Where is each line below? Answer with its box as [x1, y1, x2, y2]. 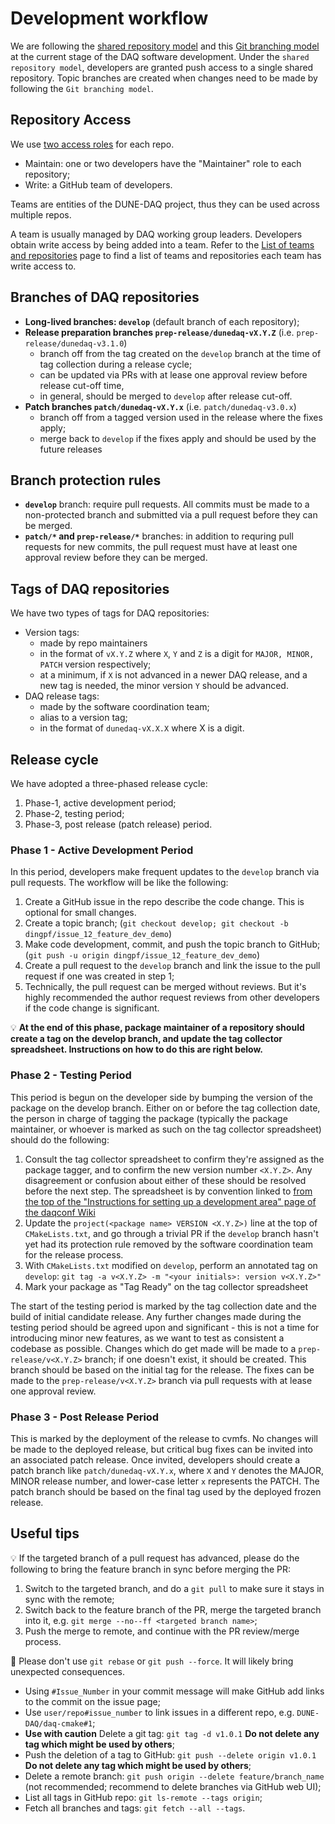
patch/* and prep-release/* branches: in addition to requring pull [24, 530, 294, 542]
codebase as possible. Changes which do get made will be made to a [10, 1342, 297, 1354]
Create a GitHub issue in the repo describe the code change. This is [24, 896, 305, 908]
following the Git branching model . [10, 82, 154, 94]
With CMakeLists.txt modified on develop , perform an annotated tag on [24, 1259, 318, 1271]
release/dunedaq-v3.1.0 [24, 338, 125, 349]
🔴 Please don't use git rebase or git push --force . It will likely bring [10, 1655, 294, 1667]
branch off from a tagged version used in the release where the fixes [39, 411, 323, 423]
